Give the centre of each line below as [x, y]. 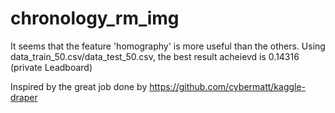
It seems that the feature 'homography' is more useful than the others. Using [168, 46]
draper [24, 97]
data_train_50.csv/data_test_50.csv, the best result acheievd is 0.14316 [155, 56]
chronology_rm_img [95, 18]
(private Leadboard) [51, 67]
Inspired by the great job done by [79, 86]
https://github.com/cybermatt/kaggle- [228, 86]
